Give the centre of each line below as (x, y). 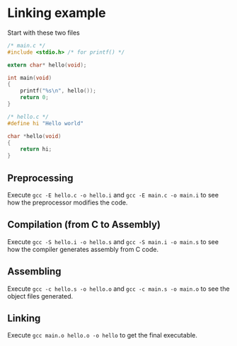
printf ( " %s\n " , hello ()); (58, 91)
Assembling (34, 271)
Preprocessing (40, 178)
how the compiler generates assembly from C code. (83, 249)
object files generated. (40, 296)
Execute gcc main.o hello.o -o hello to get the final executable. (103, 335)
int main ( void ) (30, 78)
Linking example (57, 13)
